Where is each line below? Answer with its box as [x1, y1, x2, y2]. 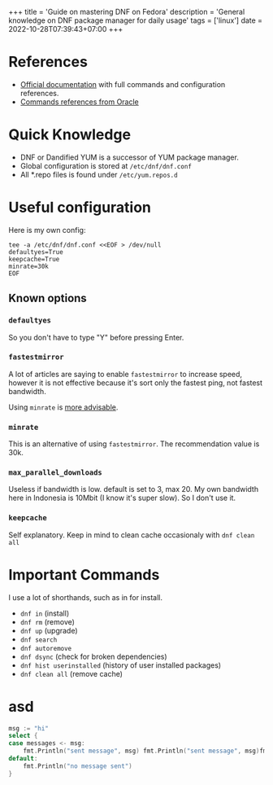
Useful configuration [8, 199, 152, 217]
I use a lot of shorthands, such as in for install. [8, 592, 162, 602]
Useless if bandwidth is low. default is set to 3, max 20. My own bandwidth [8, 485, 258, 494]
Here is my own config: [8, 225, 86, 235]
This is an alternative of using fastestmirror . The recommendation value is [8, 439, 260, 449]
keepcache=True [8, 255, 60, 263]
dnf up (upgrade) [19, 625, 79, 635]
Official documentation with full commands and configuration [19, 79, 226, 89]
